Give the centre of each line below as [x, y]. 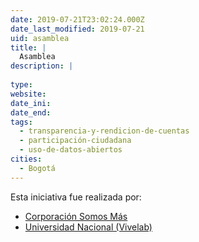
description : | [42, 66]
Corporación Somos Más [76, 216]
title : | [28, 47]
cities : [26, 159]
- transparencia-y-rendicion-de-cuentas [104, 131]
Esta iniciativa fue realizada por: [76, 197]
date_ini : [31, 103]
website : [28, 94]
